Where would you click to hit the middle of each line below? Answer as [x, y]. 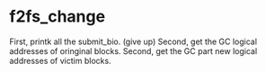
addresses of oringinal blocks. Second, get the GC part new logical [133, 50]
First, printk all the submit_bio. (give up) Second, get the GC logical [133, 41]
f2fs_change [58, 17]
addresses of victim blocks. [60, 60]
